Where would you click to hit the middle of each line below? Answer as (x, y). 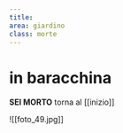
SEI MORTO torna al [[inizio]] (62, 102)
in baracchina (61, 78)
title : (21, 17)
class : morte (33, 34)
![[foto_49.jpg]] (36, 120)
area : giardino (37, 26)
